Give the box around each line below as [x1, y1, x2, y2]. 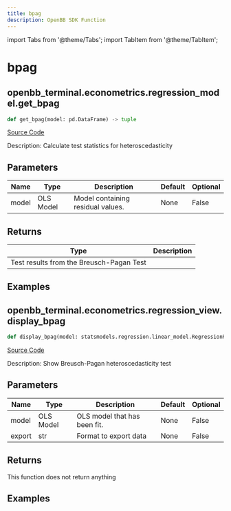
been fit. [76, 419, 104, 429]
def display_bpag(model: [7, 333, 78, 341]
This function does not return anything [7, 472, 116, 481]
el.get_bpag [7, 98, 60, 109]
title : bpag [7, 10, 41, 17]
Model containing [73, 194, 131, 203]
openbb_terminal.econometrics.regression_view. [7, 304, 222, 316]
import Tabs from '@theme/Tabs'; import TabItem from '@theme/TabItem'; [7, 35, 219, 43]
